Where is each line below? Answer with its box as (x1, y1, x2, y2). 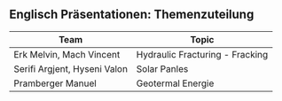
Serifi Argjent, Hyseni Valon (13, 62, 129, 74)
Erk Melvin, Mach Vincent (13, 48, 121, 60)
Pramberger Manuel (13, 77, 98, 89)
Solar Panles (136, 62, 189, 74)
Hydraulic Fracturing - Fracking (136, 48, 269, 60)
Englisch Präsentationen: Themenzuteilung (9, 7, 255, 22)
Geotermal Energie (136, 77, 215, 89)
